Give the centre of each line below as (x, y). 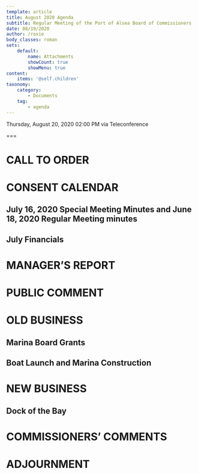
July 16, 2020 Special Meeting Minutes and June (99, 210)
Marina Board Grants (46, 343)
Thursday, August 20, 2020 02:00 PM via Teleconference (77, 124)
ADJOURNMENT (48, 464)
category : (29, 90)
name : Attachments (51, 57)
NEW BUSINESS (46, 389)
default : (28, 51)
